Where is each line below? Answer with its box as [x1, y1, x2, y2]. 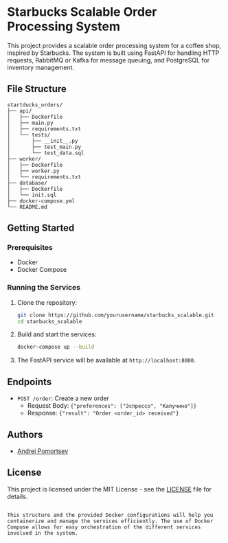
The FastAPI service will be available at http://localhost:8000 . [16, 356, 196, 365]
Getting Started [7, 222, 75, 234]
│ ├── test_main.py [7, 143, 81, 150]
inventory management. [7, 63, 74, 71]
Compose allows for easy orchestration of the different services [7, 523, 201, 531]
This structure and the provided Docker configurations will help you [7, 511, 214, 518]
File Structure [7, 83, 67, 95]
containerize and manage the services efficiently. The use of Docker [7, 518, 214, 524]
